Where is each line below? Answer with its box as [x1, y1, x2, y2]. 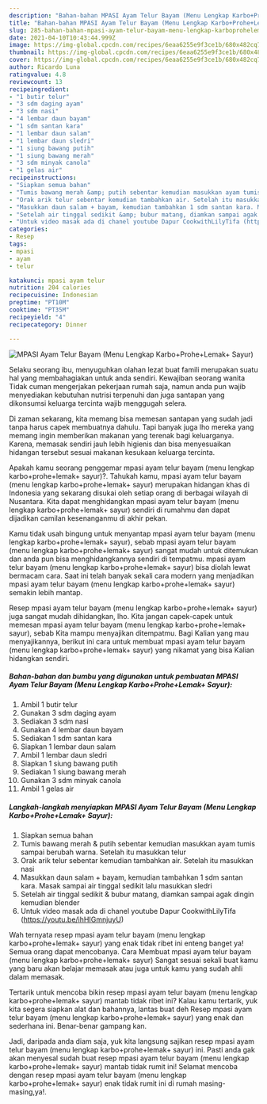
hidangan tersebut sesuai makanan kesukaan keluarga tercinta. [9, 447, 216, 456]
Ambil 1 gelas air [20, 784, 74, 793]
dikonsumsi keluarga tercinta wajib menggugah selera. [9, 398, 187, 408]
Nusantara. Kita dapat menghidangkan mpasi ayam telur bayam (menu [9, 496, 239, 506]
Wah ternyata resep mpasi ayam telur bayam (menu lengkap [9, 930, 206, 940]
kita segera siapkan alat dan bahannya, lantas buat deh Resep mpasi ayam [9, 1004, 253, 1014]
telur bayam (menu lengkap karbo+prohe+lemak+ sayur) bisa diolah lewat [9, 562, 250, 571]
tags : [9, 240, 27, 248]
